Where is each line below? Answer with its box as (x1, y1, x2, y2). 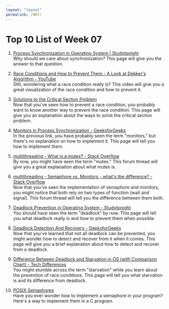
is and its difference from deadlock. (13, 277, 87, 284)
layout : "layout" (6, 7, 42, 13)
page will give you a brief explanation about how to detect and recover (13, 241, 160, 247)
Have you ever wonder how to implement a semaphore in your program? (13, 292, 163, 299)
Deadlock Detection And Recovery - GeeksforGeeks (13, 225, 121, 231)
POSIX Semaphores (13, 287, 54, 293)
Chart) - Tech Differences (13, 262, 67, 268)
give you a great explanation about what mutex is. (13, 164, 116, 170)
